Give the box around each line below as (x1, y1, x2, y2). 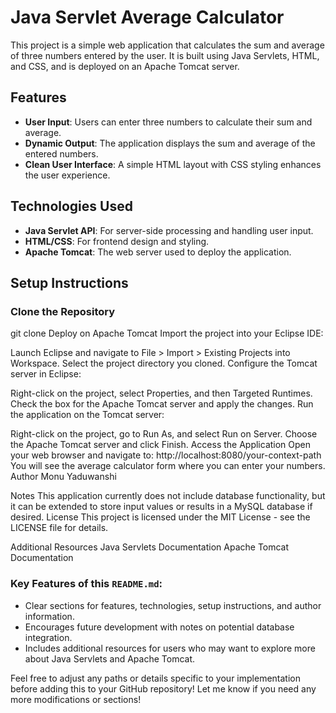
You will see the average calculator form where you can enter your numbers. (10, 460, 326, 472)
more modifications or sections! (10, 693, 142, 705)
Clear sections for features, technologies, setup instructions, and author (24, 599, 322, 611)
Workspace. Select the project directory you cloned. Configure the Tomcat (10, 357, 318, 370)
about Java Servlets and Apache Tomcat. (24, 652, 196, 665)
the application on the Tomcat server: (10, 409, 165, 421)
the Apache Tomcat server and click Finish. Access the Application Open (10, 439, 312, 451)
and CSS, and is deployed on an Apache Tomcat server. (10, 60, 240, 72)
